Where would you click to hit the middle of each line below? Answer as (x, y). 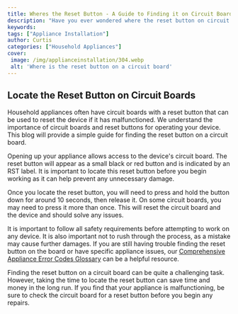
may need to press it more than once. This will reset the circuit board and (114, 208)
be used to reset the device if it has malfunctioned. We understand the (110, 120)
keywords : (22, 27)
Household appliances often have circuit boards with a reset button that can (118, 112)
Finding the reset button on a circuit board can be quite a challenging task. (116, 273)
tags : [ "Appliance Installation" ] (58, 34)
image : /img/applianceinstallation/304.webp (77, 60)
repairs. (18, 303)
